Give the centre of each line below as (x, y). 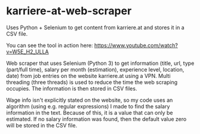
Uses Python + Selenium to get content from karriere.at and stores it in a (96, 27)
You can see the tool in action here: (50, 45)
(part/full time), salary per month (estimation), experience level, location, (95, 69)
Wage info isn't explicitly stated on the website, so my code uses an (90, 100)
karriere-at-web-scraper (69, 11)
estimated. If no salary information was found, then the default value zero (96, 119)
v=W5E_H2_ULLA (27, 51)
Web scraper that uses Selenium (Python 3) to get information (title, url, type (100, 63)
